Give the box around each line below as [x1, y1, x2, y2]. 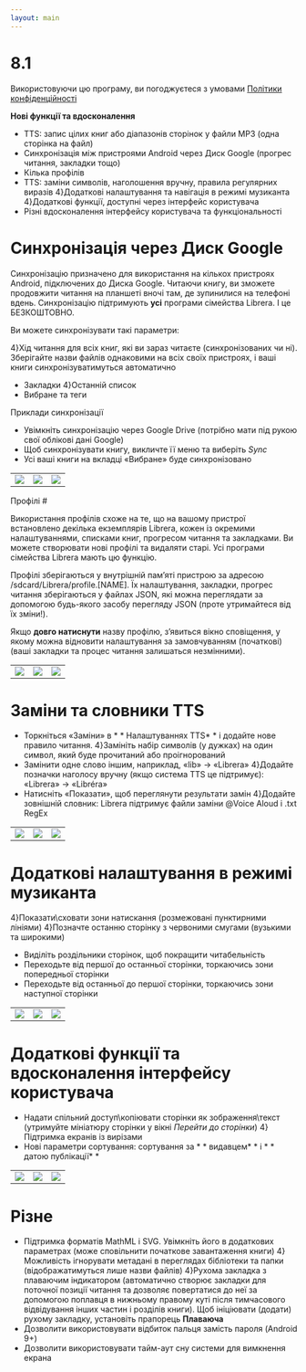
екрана [23, 1353, 53, 1364]
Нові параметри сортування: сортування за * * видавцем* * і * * [23, 1141, 275, 1152]
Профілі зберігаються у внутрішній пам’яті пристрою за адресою [10, 569, 265, 580]
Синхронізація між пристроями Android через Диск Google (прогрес [23, 147, 292, 158]
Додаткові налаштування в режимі [10, 862, 292, 883]
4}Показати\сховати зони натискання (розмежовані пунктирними [10, 913, 267, 923]
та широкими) [10, 932, 66, 943]
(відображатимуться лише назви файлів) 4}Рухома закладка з [23, 1265, 267, 1276]
